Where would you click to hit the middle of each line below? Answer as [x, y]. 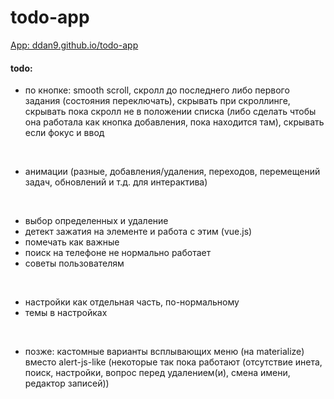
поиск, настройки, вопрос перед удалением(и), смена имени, [157, 373]
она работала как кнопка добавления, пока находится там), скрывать [174, 122]
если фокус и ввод [64, 133]
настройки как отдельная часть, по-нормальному [132, 302]
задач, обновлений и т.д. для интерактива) [116, 182]
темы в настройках [66, 313]
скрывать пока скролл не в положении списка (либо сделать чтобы [170, 112]
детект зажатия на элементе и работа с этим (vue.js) [138, 232]
